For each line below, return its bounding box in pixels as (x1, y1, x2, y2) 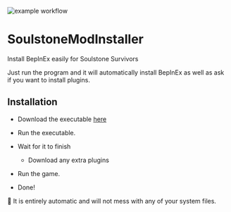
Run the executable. (17, 128, 76, 137)
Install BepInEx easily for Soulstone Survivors (7, 54, 139, 63)
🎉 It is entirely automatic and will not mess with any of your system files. (7, 197, 217, 205)
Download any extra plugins (27, 156, 109, 164)
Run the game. (17, 169, 61, 177)
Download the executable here (17, 115, 107, 123)
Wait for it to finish (17, 142, 71, 151)
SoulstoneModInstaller (7, 32, 144, 47)
